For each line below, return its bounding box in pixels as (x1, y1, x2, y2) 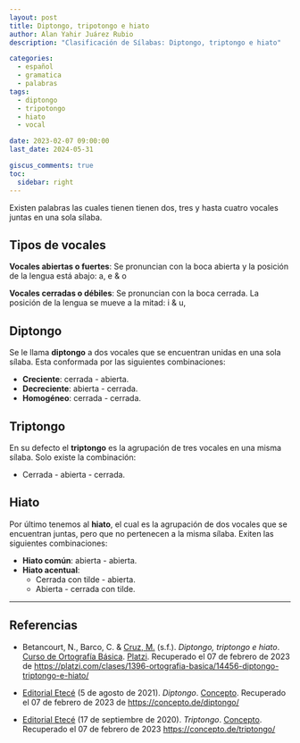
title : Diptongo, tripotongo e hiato (9, 21, 150, 30)
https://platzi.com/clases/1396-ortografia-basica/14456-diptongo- (34, 660, 279, 671)
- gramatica (17, 71, 62, 80)
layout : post (9, 13, 58, 22)
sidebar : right (17, 178, 74, 187)
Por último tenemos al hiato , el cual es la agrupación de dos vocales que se (9, 519, 287, 530)
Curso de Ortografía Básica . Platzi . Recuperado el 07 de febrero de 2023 (21, 651, 290, 662)
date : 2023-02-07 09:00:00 (9, 137, 110, 146)
